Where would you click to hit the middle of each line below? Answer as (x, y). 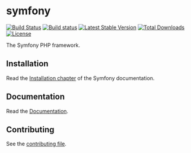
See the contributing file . (36, 144)
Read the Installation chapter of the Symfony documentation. (80, 78)
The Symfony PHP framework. (43, 45)
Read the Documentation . (37, 111)
